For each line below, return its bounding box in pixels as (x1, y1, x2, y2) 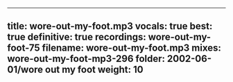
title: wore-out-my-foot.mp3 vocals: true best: (7, 20, 213, 32)
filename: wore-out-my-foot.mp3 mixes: (42, 42, 222, 54)
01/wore (7, 64, 44, 76)
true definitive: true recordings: (7, 31, 147, 43)
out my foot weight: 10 (44, 64, 144, 76)
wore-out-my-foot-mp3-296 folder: (7, 53, 165, 65)
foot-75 (7, 42, 40, 54)
